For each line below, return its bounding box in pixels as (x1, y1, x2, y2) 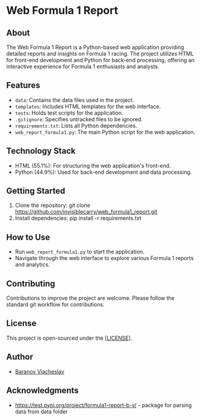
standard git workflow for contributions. (6, 301, 105, 308)
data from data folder (14, 408, 68, 415)
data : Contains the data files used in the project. (14, 96, 134, 103)
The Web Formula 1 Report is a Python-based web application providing (6, 43, 185, 51)
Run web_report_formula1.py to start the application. (14, 248, 144, 255)
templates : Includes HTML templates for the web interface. (14, 103, 161, 110)
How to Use (6, 232, 51, 242)
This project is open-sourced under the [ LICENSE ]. (6, 334, 132, 342)
